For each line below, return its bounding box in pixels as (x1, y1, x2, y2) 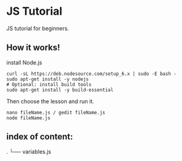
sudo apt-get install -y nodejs (6, 76, 89, 82)
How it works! (6, 42, 60, 53)
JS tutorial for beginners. (6, 25, 69, 32)
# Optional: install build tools (6, 81, 92, 87)
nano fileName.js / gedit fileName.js (6, 109, 105, 116)
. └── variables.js (6, 147, 51, 155)
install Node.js (6, 58, 42, 66)
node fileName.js (6, 115, 51, 121)
